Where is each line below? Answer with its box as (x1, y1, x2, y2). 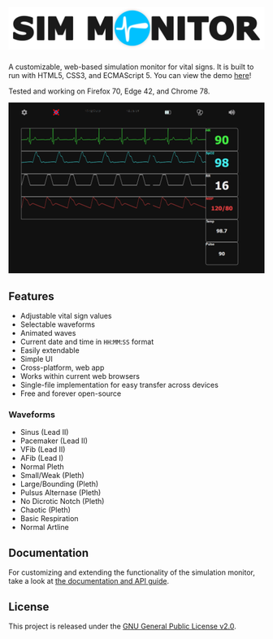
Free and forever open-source (19, 389, 122, 398)
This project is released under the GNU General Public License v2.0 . (8, 621, 237, 632)
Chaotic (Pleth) (19, 505, 71, 515)
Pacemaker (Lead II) (19, 436, 88, 446)
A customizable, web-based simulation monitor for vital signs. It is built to (8, 62, 254, 72)
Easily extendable (19, 346, 80, 355)
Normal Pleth (19, 462, 65, 472)
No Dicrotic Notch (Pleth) (19, 497, 105, 506)
